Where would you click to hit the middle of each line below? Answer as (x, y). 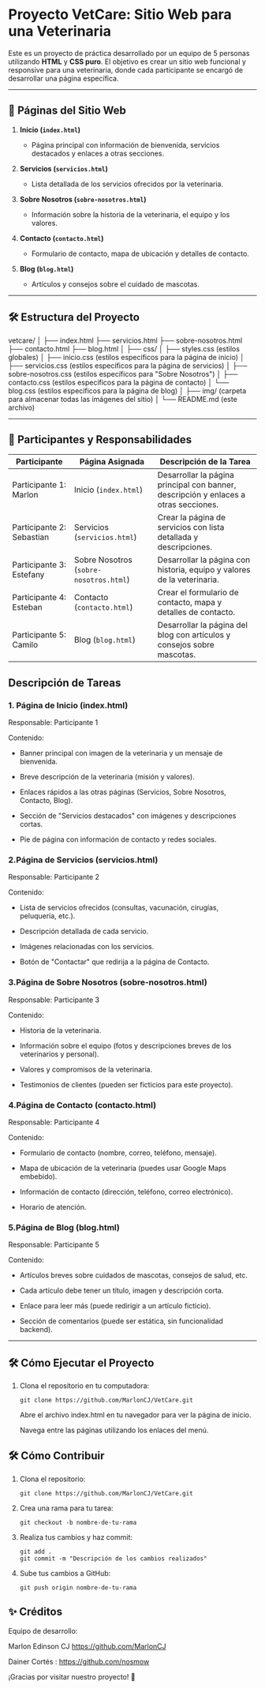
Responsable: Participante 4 (54, 1122)
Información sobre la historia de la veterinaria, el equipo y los (131, 214)
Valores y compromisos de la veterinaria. (86, 1069)
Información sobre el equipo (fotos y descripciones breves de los (125, 1045)
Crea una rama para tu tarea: (66, 1508)
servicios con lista (191, 527)
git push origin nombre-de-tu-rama (78, 1588)
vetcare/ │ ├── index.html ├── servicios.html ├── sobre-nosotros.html (125, 340)
